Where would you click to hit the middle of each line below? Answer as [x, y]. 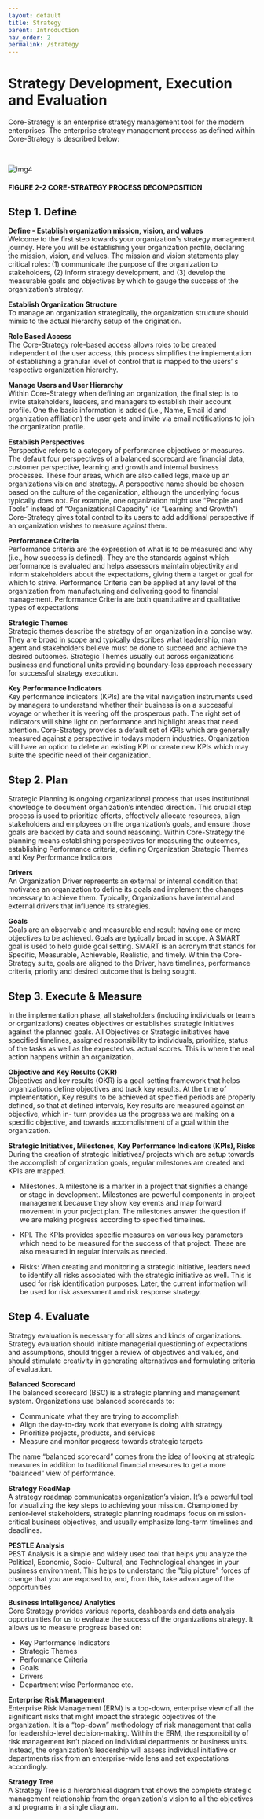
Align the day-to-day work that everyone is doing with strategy [121, 1424]
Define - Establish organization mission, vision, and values [106, 231]
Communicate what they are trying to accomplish [99, 1416]
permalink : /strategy [44, 45]
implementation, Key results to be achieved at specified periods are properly [132, 1097]
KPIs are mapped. [37, 1171]
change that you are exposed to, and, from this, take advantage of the [121, 1578]
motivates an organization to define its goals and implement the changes [126, 889]
